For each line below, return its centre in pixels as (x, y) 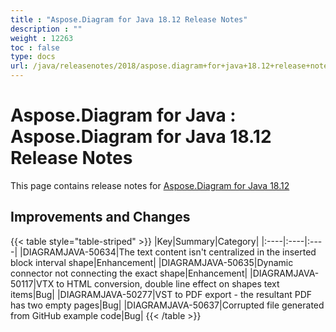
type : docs (33, 57)
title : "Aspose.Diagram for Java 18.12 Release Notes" (129, 19)
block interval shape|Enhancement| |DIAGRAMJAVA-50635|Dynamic (152, 262)
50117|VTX (32, 283)
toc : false (35, 47)
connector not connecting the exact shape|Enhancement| (129, 273)
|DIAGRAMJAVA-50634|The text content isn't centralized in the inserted (168, 252)
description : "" (46, 29)
